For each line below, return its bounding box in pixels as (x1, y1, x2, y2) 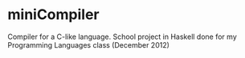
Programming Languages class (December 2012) (7, 40, 170, 49)
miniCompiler (7, 6, 100, 24)
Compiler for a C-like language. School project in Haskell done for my (7, 32, 238, 41)
